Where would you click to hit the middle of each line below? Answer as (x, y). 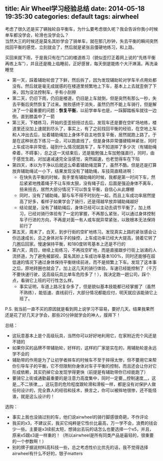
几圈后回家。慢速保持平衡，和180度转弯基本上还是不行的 (69, 244)
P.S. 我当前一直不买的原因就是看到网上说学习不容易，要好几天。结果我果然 (80, 309)
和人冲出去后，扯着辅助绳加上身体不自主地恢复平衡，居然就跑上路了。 (82, 135)
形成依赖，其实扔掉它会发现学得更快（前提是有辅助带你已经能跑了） (80, 372)
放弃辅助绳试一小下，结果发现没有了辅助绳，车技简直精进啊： (74, 171)
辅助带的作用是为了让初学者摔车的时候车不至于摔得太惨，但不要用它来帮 (84, 360)
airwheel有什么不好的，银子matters (47, 453)
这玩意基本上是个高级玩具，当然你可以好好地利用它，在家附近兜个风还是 (84, 335)
